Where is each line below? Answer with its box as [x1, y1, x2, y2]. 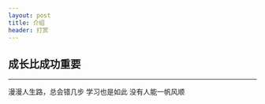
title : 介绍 [8, 19, 45, 27]
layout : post [8, 11, 51, 20]
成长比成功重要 [8, 57, 81, 71]
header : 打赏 [8, 26, 49, 34]
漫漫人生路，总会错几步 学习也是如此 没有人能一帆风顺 [8, 87, 185, 97]
